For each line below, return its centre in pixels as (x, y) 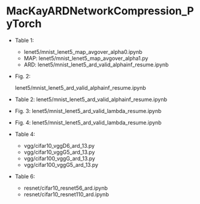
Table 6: (25, 176)
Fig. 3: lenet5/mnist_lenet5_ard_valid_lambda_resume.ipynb (88, 111)
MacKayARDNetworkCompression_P (100, 11)
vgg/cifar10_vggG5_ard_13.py (59, 152)
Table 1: (24, 40)
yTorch (24, 24)
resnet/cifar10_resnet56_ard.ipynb (66, 188)
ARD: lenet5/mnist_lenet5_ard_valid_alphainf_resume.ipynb (96, 65)
